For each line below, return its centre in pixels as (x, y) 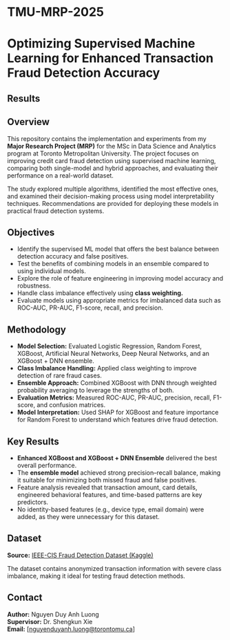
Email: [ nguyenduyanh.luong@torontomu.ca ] (71, 629)
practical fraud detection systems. (56, 211)
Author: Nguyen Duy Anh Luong (53, 614)
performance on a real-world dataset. (60, 175)
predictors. (33, 502)
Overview (29, 122)
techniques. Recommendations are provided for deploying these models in (113, 203)
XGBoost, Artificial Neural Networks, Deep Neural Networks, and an (113, 354)
